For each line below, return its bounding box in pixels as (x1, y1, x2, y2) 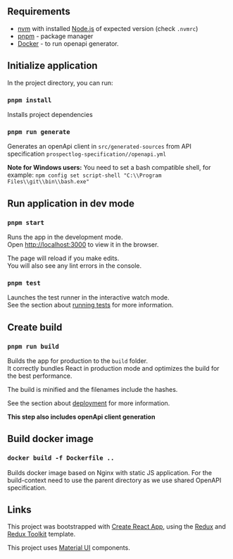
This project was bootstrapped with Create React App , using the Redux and (7, 522, 227, 531)
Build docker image (7, 433, 94, 445)
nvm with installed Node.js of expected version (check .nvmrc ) (17, 24, 199, 32)
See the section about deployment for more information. (7, 398, 170, 407)
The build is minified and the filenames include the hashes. (7, 385, 178, 393)
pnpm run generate (7, 128, 70, 136)
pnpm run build (7, 342, 60, 350)
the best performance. (7, 371, 73, 380)
